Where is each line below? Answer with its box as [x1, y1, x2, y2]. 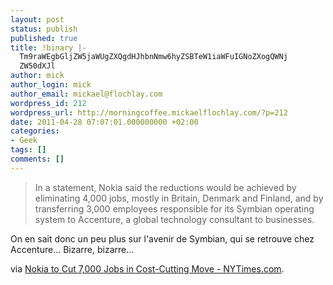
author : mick [10, 71, 65, 81]
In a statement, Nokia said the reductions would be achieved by [34, 181, 297, 193]
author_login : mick [10, 80, 92, 90]
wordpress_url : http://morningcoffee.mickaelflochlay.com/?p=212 [10, 107, 288, 118]
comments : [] [10, 154, 65, 164]
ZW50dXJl [19, 61, 56, 71]
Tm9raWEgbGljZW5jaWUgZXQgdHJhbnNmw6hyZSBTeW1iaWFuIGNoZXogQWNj [19, 52, 288, 62]
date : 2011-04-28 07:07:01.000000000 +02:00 [10, 117, 199, 127]
